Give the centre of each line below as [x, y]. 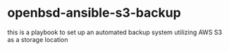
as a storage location [38, 39]
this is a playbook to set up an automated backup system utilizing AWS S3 [115, 32]
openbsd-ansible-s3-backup [94, 13]
